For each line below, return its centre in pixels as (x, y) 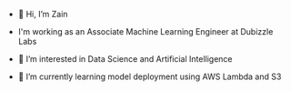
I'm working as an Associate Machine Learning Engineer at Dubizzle (145, 31)
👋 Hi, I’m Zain (43, 14)
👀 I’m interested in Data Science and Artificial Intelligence (125, 59)
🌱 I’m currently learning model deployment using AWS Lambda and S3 (150, 76)
